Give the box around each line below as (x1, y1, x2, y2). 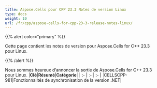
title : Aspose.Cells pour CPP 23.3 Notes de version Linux (5, 7, 127, 12)
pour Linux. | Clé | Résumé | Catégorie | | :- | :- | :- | (5, 72, 101, 78)
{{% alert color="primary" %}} (5, 34, 66, 40)
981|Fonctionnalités (5, 77, 44, 83)
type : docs (5, 12, 27, 16)
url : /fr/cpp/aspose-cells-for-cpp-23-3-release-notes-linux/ (5, 20, 133, 26)
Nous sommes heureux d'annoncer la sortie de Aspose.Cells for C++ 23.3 (5, 67, 152, 73)
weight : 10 (5, 16, 27, 21)
